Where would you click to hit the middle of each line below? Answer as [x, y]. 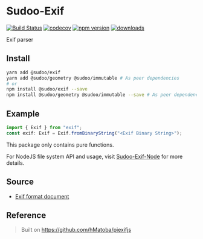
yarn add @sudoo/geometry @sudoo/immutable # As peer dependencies [93, 78]
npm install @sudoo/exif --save [47, 89]
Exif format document [42, 196]
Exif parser [20, 39]
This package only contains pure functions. [60, 145]
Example [23, 114]
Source [20, 182]
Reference [26, 215]
